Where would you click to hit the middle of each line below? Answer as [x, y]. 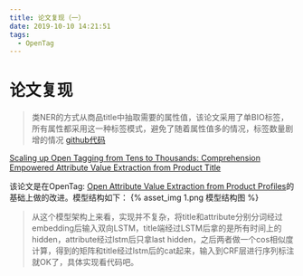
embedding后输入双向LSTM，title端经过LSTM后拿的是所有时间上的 [156, 228]
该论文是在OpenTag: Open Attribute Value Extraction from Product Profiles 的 [152, 186]
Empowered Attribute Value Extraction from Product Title [115, 167]
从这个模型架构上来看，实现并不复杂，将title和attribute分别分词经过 [157, 217]
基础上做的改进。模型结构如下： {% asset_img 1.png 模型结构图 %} [134, 198]
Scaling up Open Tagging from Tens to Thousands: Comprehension [135, 158]
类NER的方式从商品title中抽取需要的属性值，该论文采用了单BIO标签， [160, 118]
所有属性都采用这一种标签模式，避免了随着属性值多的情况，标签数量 [158, 128]
